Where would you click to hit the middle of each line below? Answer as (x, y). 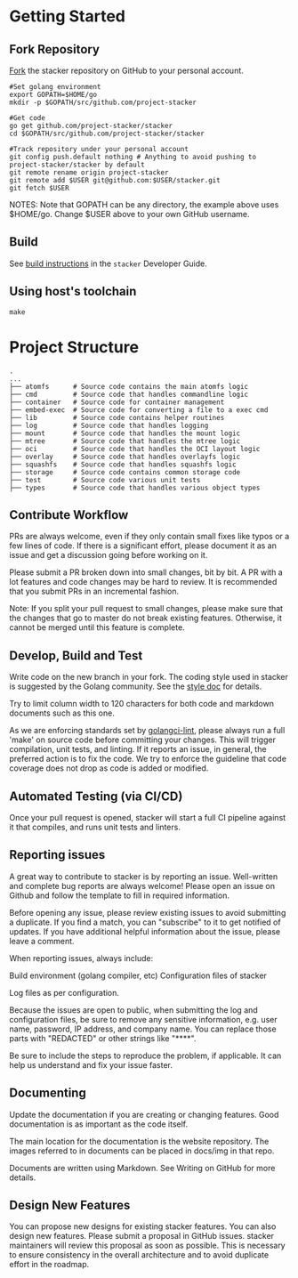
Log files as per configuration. (64, 992)
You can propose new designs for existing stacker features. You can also (143, 1226)
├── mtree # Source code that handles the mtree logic (125, 441)
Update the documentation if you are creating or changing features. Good (144, 1114)
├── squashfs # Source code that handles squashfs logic (123, 465)
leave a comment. (42, 941)
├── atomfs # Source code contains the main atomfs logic (129, 386)
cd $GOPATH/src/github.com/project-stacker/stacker (107, 133)
